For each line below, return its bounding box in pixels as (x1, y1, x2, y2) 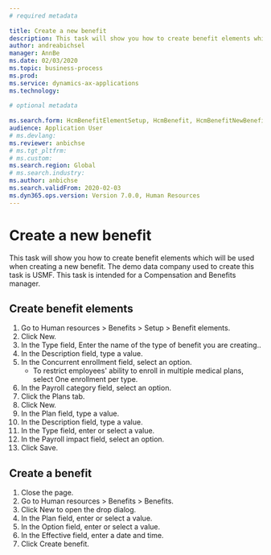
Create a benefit (9, 466, 92, 480)
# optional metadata (9, 101, 79, 110)
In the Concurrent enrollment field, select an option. (20, 358, 192, 367)
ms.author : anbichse (9, 176, 79, 185)
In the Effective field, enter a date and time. (20, 531, 164, 541)
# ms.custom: (9, 154, 53, 162)
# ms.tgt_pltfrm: (9, 147, 68, 155)
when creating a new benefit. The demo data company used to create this (9, 261, 254, 271)
